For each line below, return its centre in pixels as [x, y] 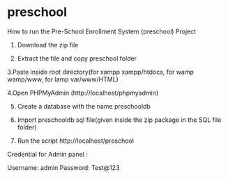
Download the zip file [48, 45]
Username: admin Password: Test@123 [63, 167]
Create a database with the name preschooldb [84, 106]
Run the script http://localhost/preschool [76, 141]
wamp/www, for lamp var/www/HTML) [63, 79]
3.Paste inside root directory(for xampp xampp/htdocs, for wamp [100, 72]
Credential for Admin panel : [48, 154]
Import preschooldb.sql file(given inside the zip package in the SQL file [119, 120]
